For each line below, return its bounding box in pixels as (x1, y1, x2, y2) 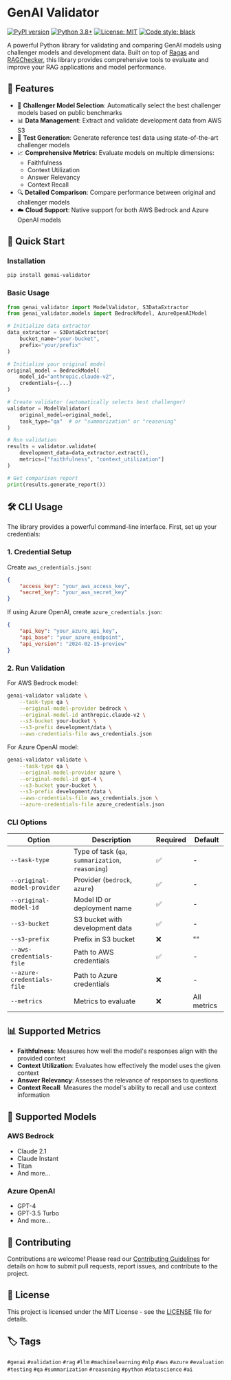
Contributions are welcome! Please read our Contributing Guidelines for (7, 1255, 210, 1263)
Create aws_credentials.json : (7, 563, 91, 571)
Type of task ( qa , (73, 847, 127, 857)
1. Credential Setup (7, 547, 72, 557)
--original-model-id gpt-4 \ (19, 775, 103, 782)
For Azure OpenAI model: (7, 743, 79, 751)
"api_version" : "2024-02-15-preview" (19, 640, 128, 647)
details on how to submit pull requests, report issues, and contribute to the (7, 1262, 218, 1270)
